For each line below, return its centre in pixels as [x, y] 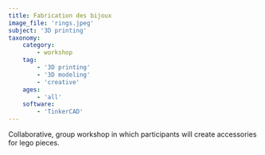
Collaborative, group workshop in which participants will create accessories [132, 134]
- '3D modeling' [64, 75]
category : [39, 45]
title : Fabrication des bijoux [60, 15]
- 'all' [49, 97]
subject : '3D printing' [48, 30]
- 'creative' [58, 82]
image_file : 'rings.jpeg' [51, 23]
